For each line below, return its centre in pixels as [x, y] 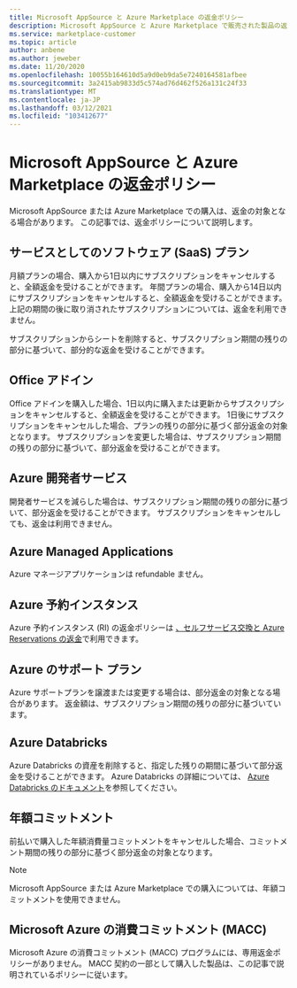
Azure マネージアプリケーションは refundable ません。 [109, 574]
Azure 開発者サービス [69, 479]
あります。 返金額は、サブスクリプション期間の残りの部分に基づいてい [153, 703]
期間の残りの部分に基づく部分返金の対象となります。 [121, 852]
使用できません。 [94, 899]
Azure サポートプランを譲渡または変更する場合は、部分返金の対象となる [141, 692]
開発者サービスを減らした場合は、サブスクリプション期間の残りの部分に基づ [148, 501]
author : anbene [37, 50]
